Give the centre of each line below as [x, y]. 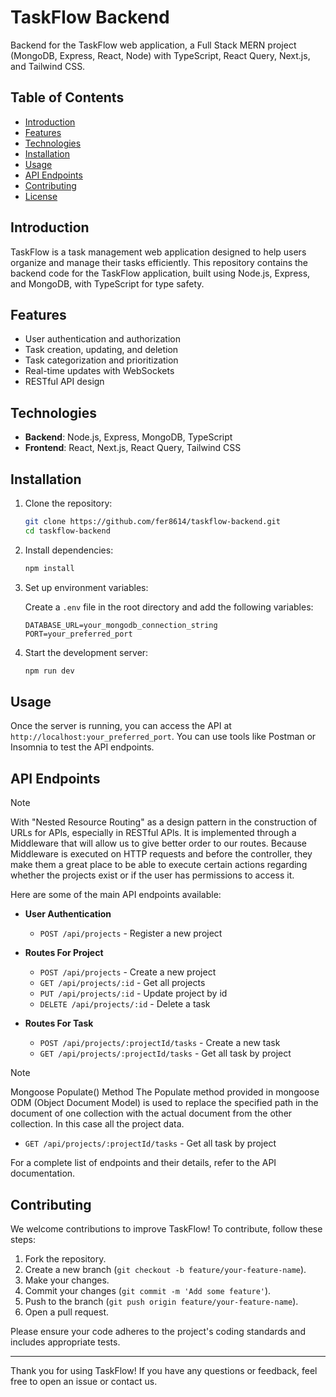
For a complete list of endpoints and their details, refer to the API [143, 1163]
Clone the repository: [68, 503]
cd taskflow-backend [67, 531]
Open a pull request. [67, 1312]
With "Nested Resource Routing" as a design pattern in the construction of [164, 822]
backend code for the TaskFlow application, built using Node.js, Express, [160, 273]
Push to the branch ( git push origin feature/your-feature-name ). [161, 1301]
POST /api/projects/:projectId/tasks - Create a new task [160, 1043]
